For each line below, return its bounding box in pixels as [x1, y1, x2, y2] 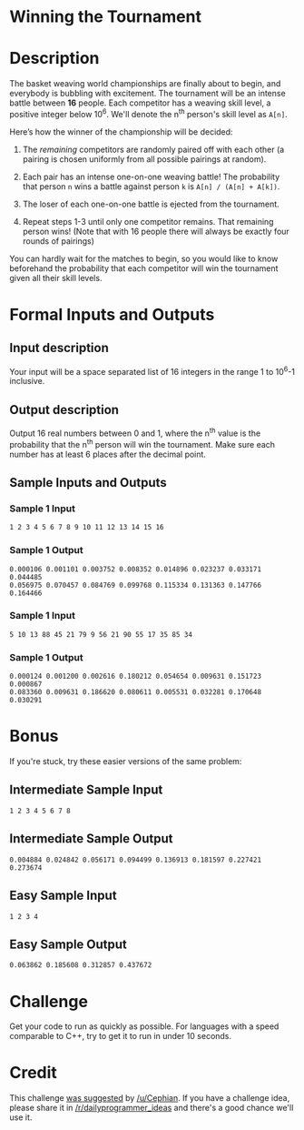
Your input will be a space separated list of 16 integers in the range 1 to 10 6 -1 [9, 364, 295, 377]
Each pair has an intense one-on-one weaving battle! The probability [22, 171, 280, 182]
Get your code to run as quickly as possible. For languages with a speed [9, 1021, 279, 1032]
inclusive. [9, 376, 45, 387]
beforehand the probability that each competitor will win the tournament [9, 262, 279, 274]
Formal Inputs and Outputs [9, 304, 215, 325]
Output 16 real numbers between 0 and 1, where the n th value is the [9, 426, 261, 439]
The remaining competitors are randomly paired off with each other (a [22, 144, 285, 155]
